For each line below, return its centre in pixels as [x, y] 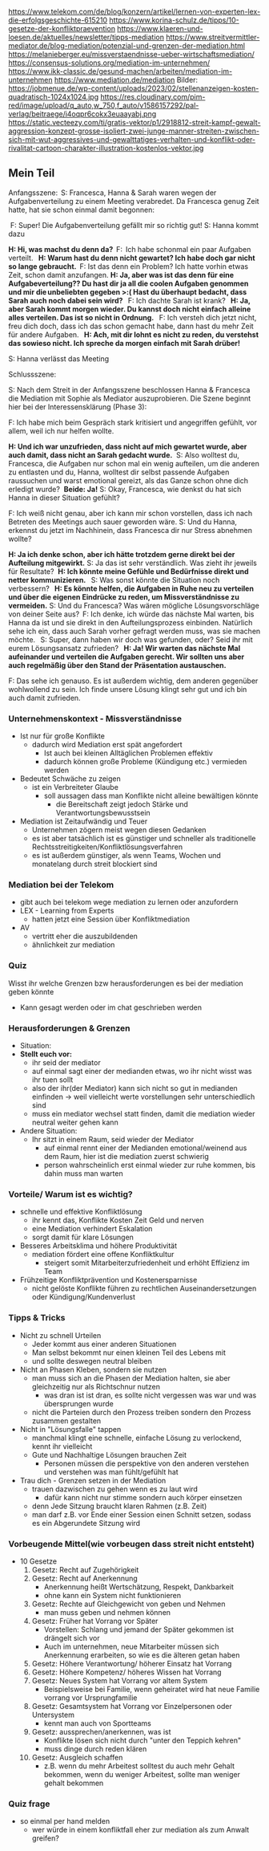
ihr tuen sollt [52, 1080]
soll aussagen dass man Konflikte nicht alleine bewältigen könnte [151, 796]
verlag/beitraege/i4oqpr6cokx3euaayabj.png [82, 114]
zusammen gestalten [66, 1421]
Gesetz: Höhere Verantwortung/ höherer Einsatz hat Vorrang [132, 1663]
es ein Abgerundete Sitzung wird [86, 1523]
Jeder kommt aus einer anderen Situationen [104, 1344]
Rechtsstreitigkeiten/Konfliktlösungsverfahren [107, 847]
